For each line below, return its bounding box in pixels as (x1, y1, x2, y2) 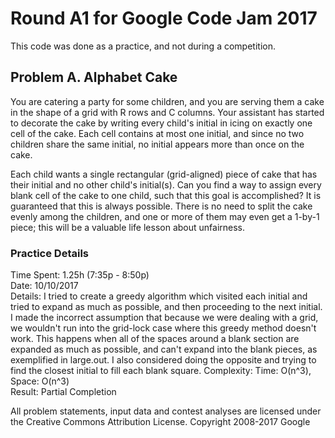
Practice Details (10, 246, 89, 260)
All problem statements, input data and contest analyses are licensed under (10, 405, 322, 417)
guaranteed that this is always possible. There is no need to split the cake (10, 200, 313, 212)
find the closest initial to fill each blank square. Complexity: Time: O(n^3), (10, 365, 312, 377)
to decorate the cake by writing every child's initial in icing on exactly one (10, 117, 313, 129)
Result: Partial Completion (10, 386, 117, 398)
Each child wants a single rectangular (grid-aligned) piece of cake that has (10, 168, 318, 180)
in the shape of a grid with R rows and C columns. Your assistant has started (10, 106, 325, 118)
